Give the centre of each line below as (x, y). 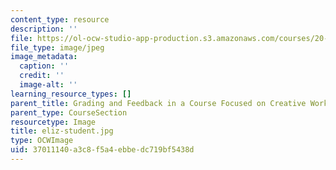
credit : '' (42, 76)
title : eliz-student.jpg (62, 131)
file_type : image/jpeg (57, 47)
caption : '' (44, 66)
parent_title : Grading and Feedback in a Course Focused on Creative (158, 103)
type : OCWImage (42, 141)
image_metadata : (44, 57)
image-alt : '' (48, 85)
